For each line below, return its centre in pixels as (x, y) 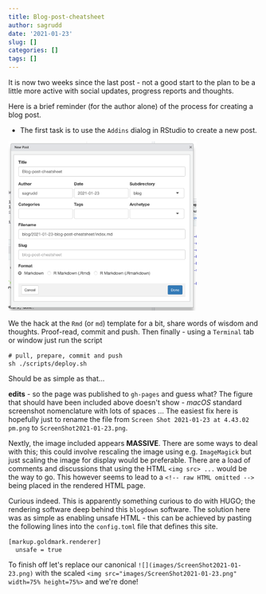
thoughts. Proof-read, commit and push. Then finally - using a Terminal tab (131, 331)
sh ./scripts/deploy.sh (48, 363)
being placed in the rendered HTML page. (77, 485)
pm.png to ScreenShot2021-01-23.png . (68, 428)
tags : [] (23, 59)
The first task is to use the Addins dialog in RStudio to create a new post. (138, 130)
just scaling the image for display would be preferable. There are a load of (129, 460)
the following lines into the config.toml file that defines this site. (113, 526)
